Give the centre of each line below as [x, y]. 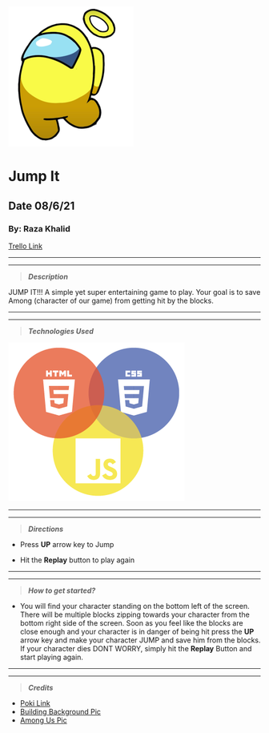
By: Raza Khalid [39, 228]
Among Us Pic [43, 720]
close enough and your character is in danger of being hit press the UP [137, 631]
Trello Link [25, 246]
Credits [40, 687]
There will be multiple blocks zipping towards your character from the [134, 614]
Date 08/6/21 [42, 205]
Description [48, 276]
